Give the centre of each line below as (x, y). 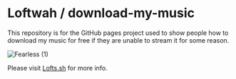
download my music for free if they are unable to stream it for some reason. (118, 40)
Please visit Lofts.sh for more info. (58, 68)
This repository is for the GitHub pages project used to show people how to (118, 33)
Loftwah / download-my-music (101, 13)
